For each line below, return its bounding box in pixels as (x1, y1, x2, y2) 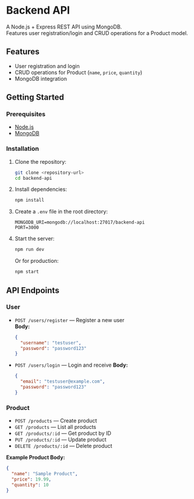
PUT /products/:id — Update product (14, 436, 106, 443)
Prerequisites (6, 110, 46, 119)
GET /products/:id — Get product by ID (14, 430, 111, 437)
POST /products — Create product (14, 417, 98, 424)
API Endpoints (6, 285, 60, 295)
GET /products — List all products (14, 424, 96, 431)
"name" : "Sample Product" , (11, 471, 78, 476)
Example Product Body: (6, 454, 65, 461)
